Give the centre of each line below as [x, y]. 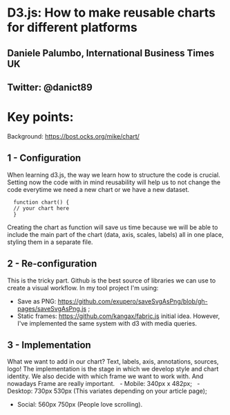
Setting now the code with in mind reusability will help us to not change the [114, 182]
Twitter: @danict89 [50, 87]
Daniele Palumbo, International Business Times [111, 53]
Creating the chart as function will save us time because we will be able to [113, 227]
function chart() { [41, 202]
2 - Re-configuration [52, 264]
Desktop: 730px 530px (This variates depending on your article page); [107, 391]
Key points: [40, 117]
